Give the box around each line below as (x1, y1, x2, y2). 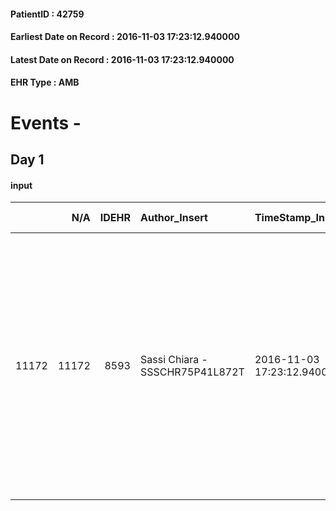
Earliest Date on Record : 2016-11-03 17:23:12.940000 (10, 31, 240, 43)
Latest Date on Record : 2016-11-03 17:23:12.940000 (10, 53, 235, 65)
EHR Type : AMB (10, 76, 80, 89)
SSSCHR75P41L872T (139, 365, 245, 379)
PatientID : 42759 (10, 8, 85, 20)
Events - (10, 111, 82, 134)
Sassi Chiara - (139, 353, 208, 367)
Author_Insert (139, 211, 208, 225)
